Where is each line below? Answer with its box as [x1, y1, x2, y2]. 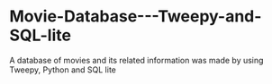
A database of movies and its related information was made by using [9, 55, 264, 65]
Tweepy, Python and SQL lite [9, 64, 117, 75]
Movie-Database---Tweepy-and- [9, 6, 262, 27]
